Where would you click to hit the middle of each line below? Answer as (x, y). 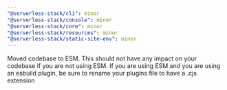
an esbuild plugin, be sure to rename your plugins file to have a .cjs (102, 74)
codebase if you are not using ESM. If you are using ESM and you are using (114, 66)
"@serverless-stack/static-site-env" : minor (72, 39)
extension (21, 80)
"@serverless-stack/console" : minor (60, 20)
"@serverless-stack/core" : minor (55, 26)
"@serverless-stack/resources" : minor (63, 33)
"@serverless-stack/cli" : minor (53, 13)
